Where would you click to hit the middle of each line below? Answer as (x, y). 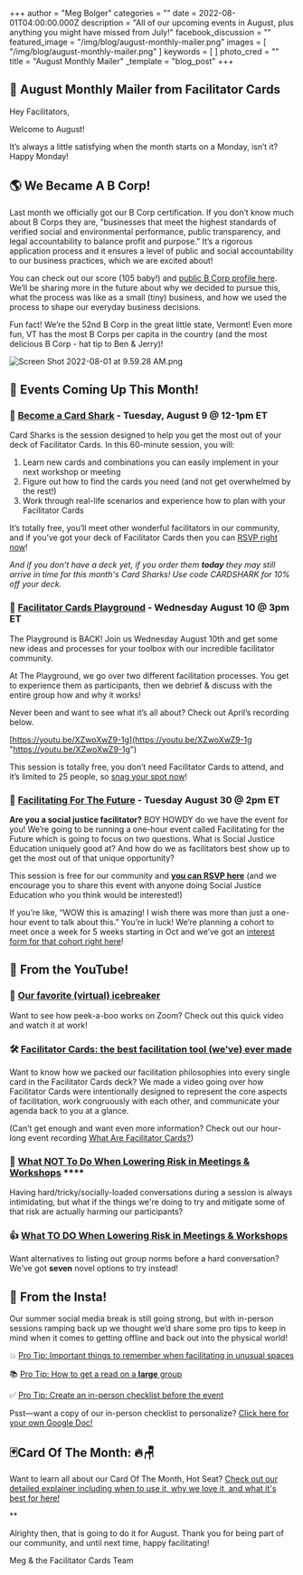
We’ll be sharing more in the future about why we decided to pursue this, (145, 287)
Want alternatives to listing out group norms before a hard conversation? (144, 1259)
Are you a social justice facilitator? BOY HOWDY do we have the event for (149, 819)
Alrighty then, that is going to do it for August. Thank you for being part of (147, 1533)
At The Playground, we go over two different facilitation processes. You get (149, 675)
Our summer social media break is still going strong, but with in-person (142, 1319)
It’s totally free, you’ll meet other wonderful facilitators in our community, (145, 528)
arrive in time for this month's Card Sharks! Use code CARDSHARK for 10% (150, 575)
